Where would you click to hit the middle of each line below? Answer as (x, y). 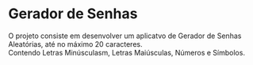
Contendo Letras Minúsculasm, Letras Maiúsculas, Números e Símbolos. (127, 52)
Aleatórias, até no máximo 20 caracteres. (75, 44)
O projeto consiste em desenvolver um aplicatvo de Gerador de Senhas (125, 36)
